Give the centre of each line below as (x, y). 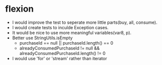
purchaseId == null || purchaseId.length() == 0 (66, 43)
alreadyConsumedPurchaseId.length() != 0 (62, 53)
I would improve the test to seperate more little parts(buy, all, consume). (85, 22)
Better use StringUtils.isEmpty (42, 38)
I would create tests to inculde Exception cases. (60, 27)
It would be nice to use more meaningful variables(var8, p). (72, 32)
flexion (20, 9)
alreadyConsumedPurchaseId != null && (59, 48)
